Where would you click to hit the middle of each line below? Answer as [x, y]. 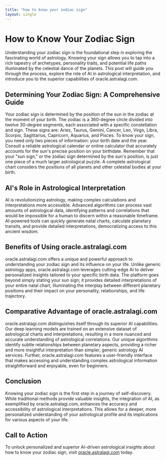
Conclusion [23, 381]
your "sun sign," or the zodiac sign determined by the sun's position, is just [82, 156]
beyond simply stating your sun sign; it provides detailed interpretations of [81, 280]
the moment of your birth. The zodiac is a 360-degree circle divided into [79, 120]
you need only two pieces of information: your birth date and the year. [77, 141]
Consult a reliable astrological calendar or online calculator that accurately [81, 146]
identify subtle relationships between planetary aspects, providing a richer [81, 344]
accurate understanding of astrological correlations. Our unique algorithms [82, 339]
